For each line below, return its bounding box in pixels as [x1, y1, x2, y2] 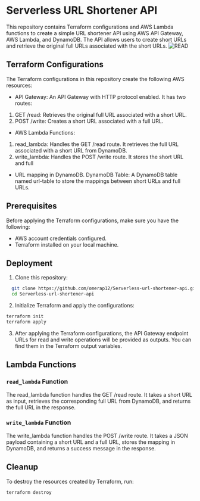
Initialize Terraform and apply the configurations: [14, 302, 135, 309]
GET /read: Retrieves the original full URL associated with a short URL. [14, 111, 187, 118]
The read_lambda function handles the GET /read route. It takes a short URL [6, 391, 192, 398]
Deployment [6, 258, 53, 268]
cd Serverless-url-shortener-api [11, 291, 95, 297]
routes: [14, 99, 33, 107]
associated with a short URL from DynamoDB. [14, 147, 127, 154]
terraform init [6, 313, 44, 319]
